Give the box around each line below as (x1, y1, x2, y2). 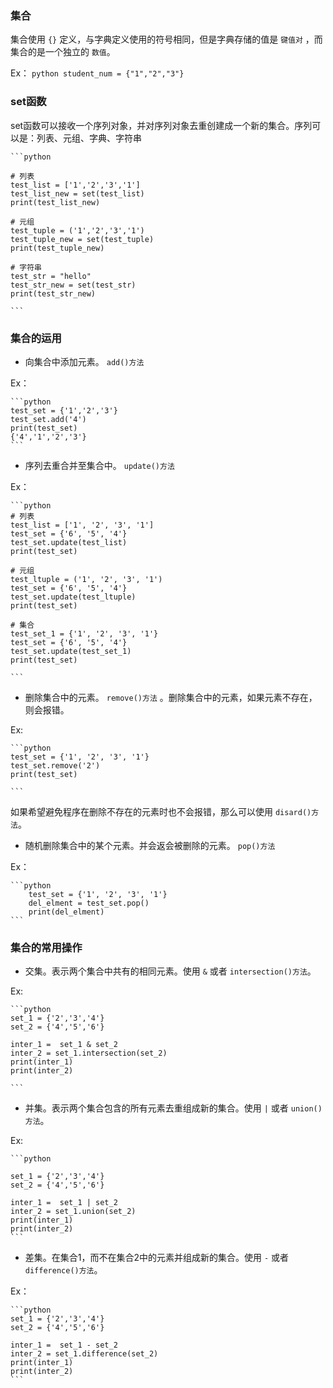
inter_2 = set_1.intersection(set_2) (10, 1048, 168, 1059)
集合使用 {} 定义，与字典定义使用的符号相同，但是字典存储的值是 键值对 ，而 (10, 33, 323, 46)
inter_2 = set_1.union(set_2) (10, 1207, 137, 1217)
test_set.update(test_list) (10, 537, 128, 547)
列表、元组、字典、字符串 (36, 132, 142, 144)
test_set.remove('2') (10, 760, 101, 771)
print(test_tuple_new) (10, 243, 105, 253)
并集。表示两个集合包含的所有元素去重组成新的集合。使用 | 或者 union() (24, 1102, 323, 1114)
